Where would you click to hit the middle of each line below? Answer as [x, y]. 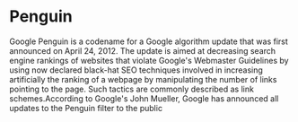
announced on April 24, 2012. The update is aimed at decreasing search [143, 50]
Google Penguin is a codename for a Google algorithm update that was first [149, 41]
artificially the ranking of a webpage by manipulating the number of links [143, 79]
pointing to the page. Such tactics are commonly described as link [131, 89]
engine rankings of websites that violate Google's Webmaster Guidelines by [149, 60]
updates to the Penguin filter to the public [86, 108]
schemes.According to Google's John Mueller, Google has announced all [144, 98]
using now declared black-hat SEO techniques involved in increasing [136, 70]
